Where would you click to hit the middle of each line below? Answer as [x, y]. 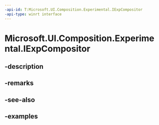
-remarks [19, 83]
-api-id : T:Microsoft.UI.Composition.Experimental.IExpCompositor [74, 10]
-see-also [20, 100]
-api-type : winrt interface [33, 14]
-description [24, 67]
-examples [21, 116]
